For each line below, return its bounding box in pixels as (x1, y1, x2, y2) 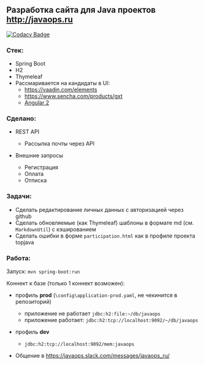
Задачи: (6, 192, 32, 201)
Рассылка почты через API (24, 140, 95, 148)
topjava (15, 238, 34, 246)
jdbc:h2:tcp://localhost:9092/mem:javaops (24, 341, 135, 347)
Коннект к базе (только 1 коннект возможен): (6, 280, 125, 287)
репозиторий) (15, 298, 52, 305)
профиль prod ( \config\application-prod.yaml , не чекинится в (15, 292, 178, 299)
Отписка (24, 177, 47, 184)
